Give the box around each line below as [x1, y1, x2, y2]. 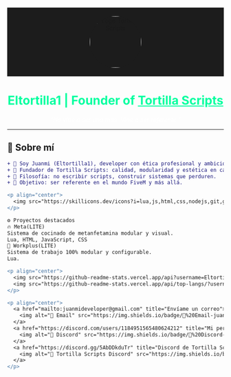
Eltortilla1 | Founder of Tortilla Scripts [8, 93, 223, 109]
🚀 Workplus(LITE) [7, 242, 57, 250]
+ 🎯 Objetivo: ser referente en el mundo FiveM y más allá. [7, 180, 184, 186]
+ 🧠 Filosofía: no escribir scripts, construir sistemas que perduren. [7, 173, 217, 180]
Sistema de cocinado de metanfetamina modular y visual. [7, 230, 174, 237]
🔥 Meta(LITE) [7, 223, 45, 230]
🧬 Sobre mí [7, 142, 54, 153]
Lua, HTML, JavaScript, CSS [7, 236, 88, 243]
